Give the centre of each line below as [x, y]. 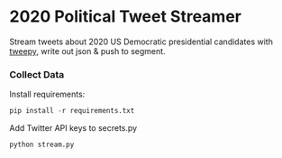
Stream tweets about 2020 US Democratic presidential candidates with [141, 42]
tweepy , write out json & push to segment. [87, 51]
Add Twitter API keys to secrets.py [73, 128]
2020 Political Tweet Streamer [125, 17]
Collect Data [37, 74]
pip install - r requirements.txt [72, 111]
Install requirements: [47, 94]
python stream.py [42, 145]
